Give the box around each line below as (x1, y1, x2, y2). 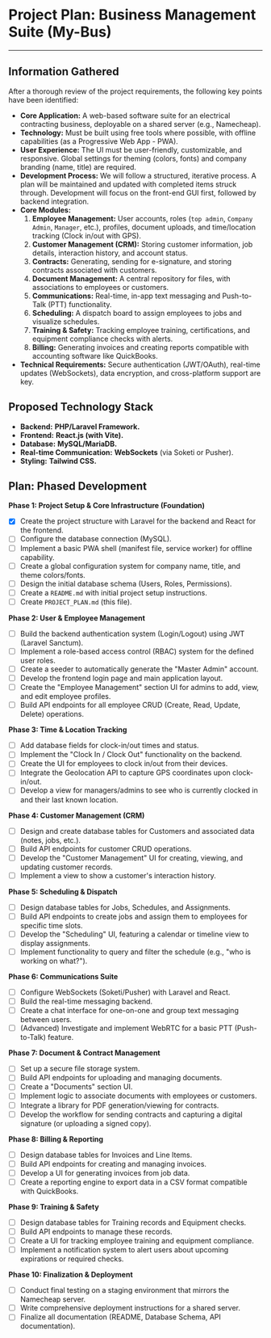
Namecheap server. (19, 1294, 86, 1304)
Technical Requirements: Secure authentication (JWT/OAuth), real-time (19, 360, 261, 369)
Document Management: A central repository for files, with (31, 273, 231, 284)
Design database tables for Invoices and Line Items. (19, 1150, 193, 1159)
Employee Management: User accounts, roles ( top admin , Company (31, 213, 253, 223)
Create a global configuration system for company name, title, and (19, 561, 240, 570)
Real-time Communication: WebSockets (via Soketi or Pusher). (19, 447, 234, 457)
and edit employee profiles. (19, 692, 111, 701)
